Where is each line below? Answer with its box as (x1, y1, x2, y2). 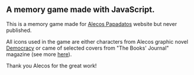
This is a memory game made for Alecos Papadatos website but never (6, 20, 177, 27)
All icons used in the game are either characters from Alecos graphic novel (6, 38, 188, 45)
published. (6, 27, 32, 34)
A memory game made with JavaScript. (6, 5, 155, 15)
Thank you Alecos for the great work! (6, 62, 97, 69)
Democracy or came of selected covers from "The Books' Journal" (6, 44, 169, 51)
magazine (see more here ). (6, 50, 72, 58)
